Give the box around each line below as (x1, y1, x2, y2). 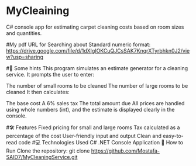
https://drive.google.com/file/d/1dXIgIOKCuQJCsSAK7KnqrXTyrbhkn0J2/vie (6, 47, 190, 54)
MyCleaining (6, 4, 70, 18)
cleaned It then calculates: (6, 88, 70, 95)
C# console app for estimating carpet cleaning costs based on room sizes (6, 23, 184, 30)
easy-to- (163, 132, 184, 139)
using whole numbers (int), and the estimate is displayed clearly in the (6, 106, 175, 113)
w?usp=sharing (6, 53, 44, 60)
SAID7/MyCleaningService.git (6, 153, 78, 160)
